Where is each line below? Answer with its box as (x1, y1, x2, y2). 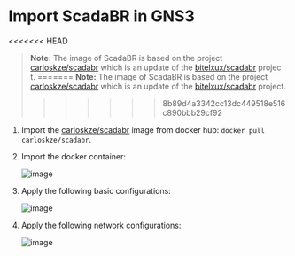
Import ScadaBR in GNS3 (8, 6, 196, 27)
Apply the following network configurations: (20, 220, 182, 230)
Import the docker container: (20, 151, 126, 161)
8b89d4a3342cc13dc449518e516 (162, 97, 286, 108)
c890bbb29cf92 (162, 107, 223, 118)
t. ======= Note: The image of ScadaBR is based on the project (29, 71, 268, 81)
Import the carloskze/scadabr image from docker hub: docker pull (20, 124, 266, 135)
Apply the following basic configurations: (20, 185, 172, 196)
